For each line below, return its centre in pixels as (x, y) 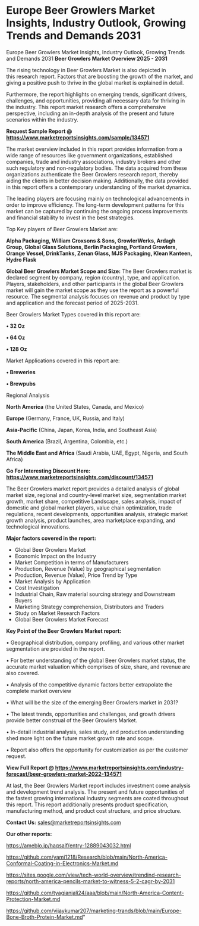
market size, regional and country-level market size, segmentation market (96, 495)
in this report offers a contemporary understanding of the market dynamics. (99, 187)
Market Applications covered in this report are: (63, 361)
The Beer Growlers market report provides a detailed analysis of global (93, 489)
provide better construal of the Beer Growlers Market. (72, 720)
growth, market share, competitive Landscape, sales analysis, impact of (94, 501)
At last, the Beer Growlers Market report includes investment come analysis (99, 785)
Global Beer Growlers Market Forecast (61, 619)
